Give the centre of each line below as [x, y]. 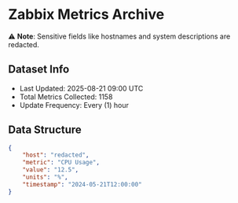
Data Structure [45, 130]
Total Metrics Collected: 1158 [66, 97]
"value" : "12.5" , [51, 170]
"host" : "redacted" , [56, 155]
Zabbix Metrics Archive [86, 15]
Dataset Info [39, 70]
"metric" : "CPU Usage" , [61, 163]
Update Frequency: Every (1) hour [74, 105]
